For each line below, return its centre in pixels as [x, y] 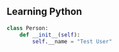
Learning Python [45, 12]
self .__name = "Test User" [72, 41]
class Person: [28, 28]
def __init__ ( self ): [50, 35]
